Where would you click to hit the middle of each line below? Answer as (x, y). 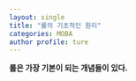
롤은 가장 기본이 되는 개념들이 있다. (68, 68)
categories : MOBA (41, 33)
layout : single (37, 17)
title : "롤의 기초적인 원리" (55, 26)
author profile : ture (49, 42)
